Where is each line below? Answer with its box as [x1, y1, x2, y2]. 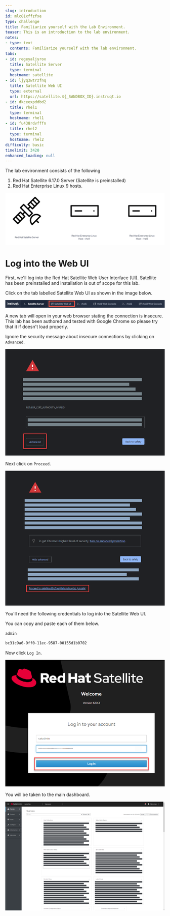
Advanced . [5, 339, 25, 345]
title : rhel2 [10, 126, 37, 132]
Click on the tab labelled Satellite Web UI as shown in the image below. [5, 290, 153, 296]
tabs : [5, 51, 17, 56]
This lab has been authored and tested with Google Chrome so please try [5, 318, 158, 324]
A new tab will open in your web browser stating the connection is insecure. [5, 313, 163, 319]
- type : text [5, 41, 33, 46]
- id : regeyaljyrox [5, 56, 47, 62]
